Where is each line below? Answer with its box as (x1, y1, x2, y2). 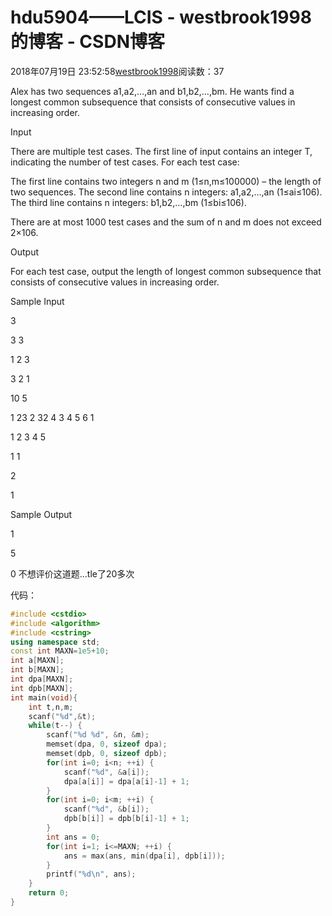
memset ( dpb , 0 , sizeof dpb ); (46, 749, 168, 759)
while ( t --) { (28, 721, 83, 731)
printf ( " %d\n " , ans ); (46, 869, 137, 880)
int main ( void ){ (10, 692, 78, 703)
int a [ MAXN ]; (10, 656, 65, 666)
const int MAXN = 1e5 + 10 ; (10, 646, 110, 656)
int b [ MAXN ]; (10, 665, 65, 675)
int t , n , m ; (28, 702, 74, 712)
